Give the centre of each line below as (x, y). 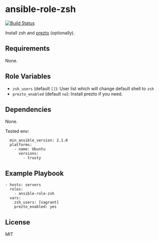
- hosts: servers (23, 185)
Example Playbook (34, 173)
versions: (28, 154)
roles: (16, 189)
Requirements (27, 49)
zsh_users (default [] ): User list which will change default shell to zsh (83, 88)
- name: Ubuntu (30, 149)
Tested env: (17, 131)
